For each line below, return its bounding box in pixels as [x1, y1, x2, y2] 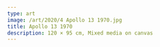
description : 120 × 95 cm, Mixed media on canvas [7, 29, 154, 37]
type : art [7, 10, 36, 17]
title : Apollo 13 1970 [7, 23, 73, 30]
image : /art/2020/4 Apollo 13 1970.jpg [7, 17, 123, 23]
